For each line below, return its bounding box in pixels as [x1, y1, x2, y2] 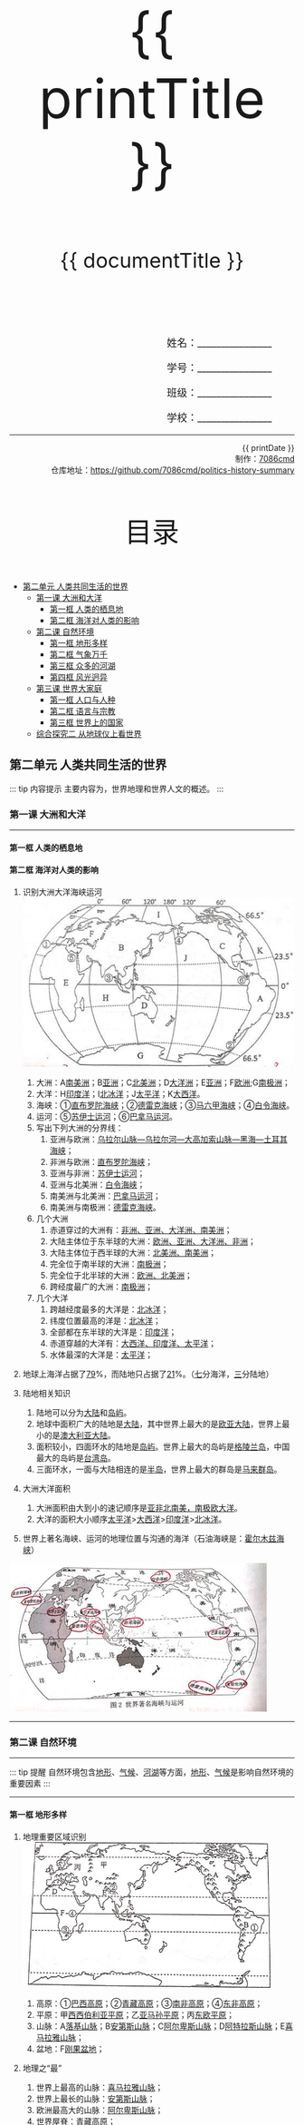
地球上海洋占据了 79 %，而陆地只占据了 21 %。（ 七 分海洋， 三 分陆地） [22, 1368, 274, 1379]
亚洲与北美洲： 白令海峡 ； [49, 1180, 146, 1190]
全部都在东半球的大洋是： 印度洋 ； [49, 1327, 177, 1337]
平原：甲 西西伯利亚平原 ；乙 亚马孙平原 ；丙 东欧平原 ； [35, 2009, 235, 2020]
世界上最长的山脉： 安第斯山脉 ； [35, 2093, 156, 2104]
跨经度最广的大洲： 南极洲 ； [49, 1281, 154, 1292]
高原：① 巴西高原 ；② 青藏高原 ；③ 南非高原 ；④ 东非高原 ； [35, 1998, 263, 2009]
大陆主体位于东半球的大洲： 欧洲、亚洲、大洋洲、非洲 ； [49, 1236, 256, 1247]
